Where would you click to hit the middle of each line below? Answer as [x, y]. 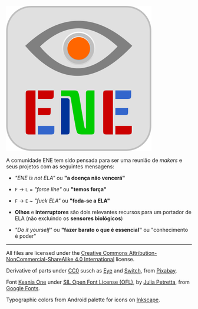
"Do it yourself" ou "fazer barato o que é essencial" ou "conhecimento [101, 230]
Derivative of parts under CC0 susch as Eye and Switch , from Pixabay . [92, 270]
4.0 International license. [105, 259]
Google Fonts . [23, 288]
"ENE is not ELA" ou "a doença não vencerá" [70, 178]
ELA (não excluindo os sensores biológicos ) [69, 218]
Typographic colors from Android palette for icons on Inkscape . [83, 300]
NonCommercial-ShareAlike [40, 259]
